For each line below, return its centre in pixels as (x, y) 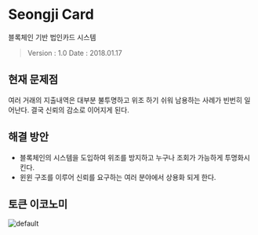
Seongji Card (51, 15)
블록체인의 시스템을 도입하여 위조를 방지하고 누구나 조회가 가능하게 (121, 157)
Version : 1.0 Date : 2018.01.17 (75, 53)
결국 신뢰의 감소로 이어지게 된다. (80, 110)
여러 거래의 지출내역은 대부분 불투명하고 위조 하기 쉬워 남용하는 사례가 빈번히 (125, 100)
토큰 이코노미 (38, 204)
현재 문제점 (33, 80)
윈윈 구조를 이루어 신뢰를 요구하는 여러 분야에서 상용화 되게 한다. (118, 177)
